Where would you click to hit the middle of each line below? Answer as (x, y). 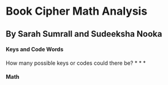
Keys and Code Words (35, 50)
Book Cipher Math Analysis (77, 11)
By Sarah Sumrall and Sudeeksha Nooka (84, 34)
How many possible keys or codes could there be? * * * (76, 63)
